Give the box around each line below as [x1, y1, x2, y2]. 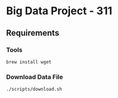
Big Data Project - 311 [6, 4, 113, 18]
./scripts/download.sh [6, 86, 62, 93]
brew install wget [6, 59, 52, 65]
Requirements [6, 28, 59, 38]
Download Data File [6, 72, 63, 81]
